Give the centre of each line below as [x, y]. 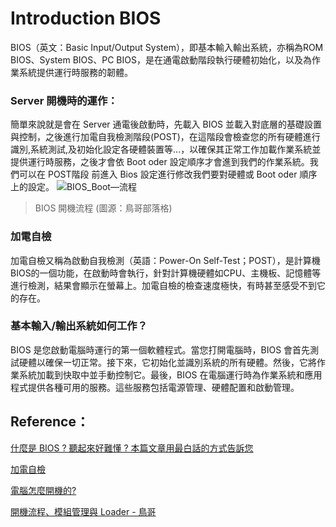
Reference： [50, 422]
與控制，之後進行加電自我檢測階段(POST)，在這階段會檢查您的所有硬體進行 [165, 137]
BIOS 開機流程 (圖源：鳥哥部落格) [103, 208]
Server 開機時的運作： [64, 100]
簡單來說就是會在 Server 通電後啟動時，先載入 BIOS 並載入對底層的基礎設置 [166, 124]
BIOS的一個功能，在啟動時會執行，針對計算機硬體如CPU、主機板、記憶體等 [166, 273]
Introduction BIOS [86, 18]
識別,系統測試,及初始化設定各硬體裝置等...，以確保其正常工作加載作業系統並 [166, 149]
